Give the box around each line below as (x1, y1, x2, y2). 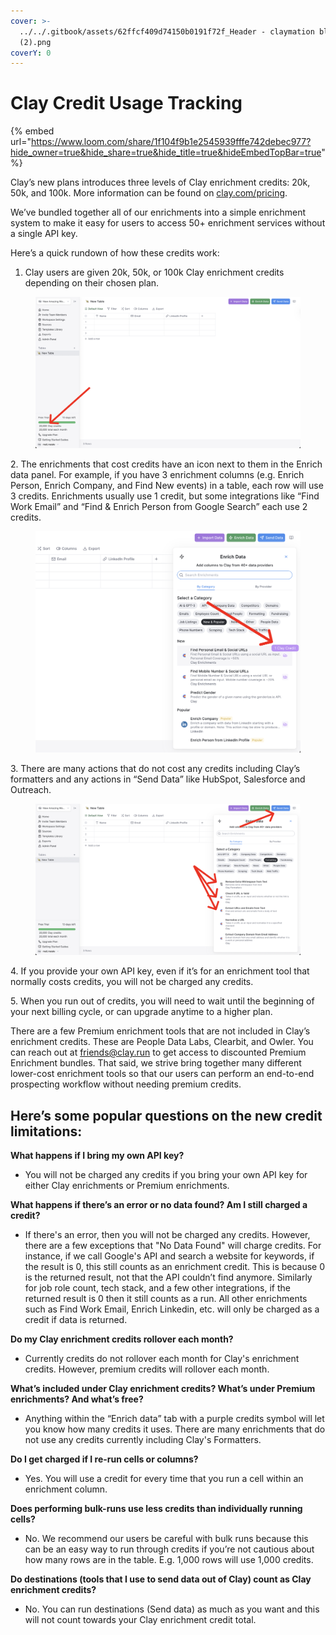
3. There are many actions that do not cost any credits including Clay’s (10, 763, 301, 775)
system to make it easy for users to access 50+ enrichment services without (10, 217, 326, 229)
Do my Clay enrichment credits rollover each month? (10, 1333, 234, 1345)
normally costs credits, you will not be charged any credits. (10, 976, 254, 988)
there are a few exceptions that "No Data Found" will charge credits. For (24, 1240, 322, 1252)
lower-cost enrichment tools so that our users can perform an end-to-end (10, 1068, 315, 1080)
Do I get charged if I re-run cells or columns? (10, 1453, 199, 1465)
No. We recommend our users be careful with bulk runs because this (24, 1533, 309, 1545)
